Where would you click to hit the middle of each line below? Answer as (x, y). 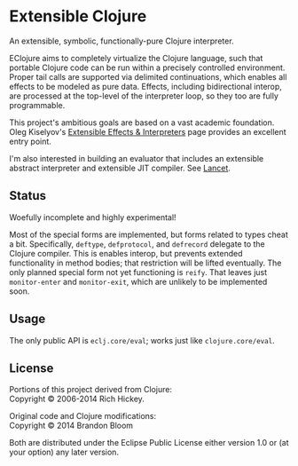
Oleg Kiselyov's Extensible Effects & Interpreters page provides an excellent (148, 131)
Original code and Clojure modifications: (83, 416)
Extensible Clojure (78, 16)
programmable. (37, 105)
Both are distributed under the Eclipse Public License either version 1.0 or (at (149, 443)
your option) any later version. (64, 452)
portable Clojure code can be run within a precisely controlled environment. (147, 67)
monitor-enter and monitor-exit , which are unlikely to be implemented (138, 281)
